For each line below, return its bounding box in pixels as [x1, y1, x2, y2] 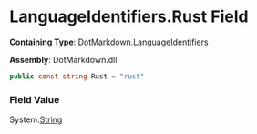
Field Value [9, 93, 60, 106]
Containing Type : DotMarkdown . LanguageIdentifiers [9, 36, 209, 47]
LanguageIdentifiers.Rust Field [9, 6, 249, 27]
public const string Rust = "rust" [9, 71, 145, 81]
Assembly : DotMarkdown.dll [9, 54, 118, 65]
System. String [9, 114, 63, 125]
